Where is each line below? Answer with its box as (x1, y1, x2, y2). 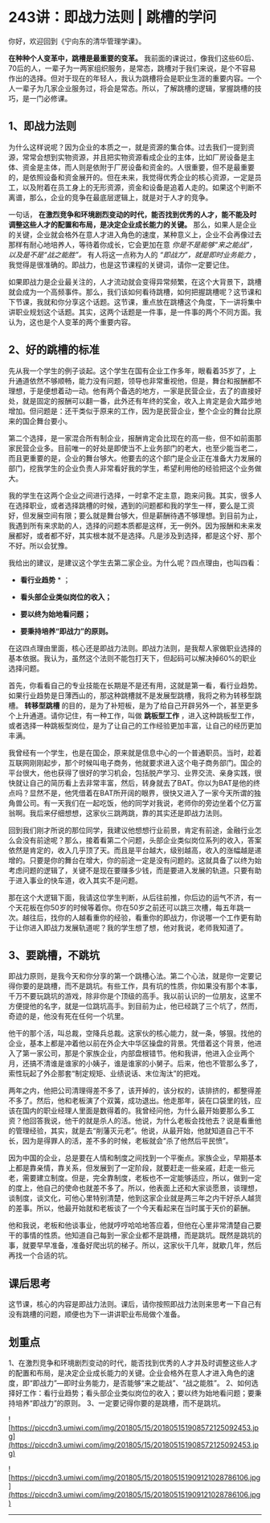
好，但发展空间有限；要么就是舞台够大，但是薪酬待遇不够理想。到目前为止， (8, 511, 262, 520)
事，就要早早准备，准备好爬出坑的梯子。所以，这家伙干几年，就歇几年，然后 (8, 1241, 262, 1250)
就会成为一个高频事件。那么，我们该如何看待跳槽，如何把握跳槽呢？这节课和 (8, 287, 262, 297)
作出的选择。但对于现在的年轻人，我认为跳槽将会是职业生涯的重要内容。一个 (8, 73, 262, 83)
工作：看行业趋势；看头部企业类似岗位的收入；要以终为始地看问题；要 (22, 1389, 255, 1398)
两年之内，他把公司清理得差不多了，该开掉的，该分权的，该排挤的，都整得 (8, 1086, 255, 1095)
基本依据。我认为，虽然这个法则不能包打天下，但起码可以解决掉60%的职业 (8, 653, 257, 663)
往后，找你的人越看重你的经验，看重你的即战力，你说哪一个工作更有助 (29, 913, 262, 922)
